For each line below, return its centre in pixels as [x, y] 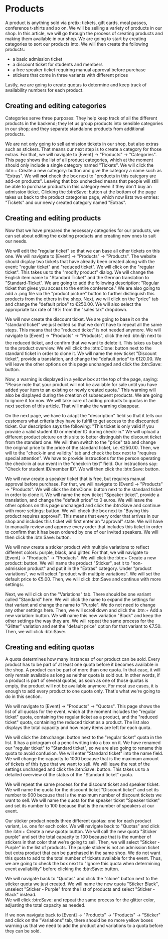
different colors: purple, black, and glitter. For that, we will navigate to [77, 552]
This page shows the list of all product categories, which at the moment [79, 160]
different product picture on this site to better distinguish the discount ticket [83, 437]
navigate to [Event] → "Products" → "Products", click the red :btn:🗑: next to [83, 335]
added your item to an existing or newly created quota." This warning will [81, 390]
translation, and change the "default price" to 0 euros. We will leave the [79, 500]
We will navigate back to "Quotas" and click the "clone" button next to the [81, 879]
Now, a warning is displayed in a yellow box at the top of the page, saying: [82, 379]
